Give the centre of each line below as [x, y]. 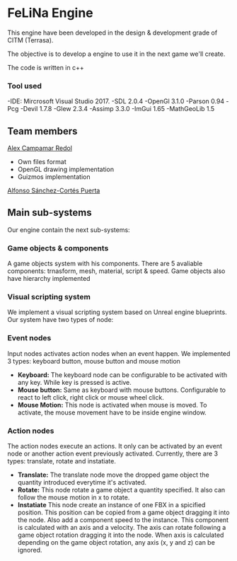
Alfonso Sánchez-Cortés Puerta [54, 191]
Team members [42, 131]
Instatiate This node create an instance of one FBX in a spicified [111, 505]
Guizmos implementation [54, 177]
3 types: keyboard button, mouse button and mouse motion [94, 361]
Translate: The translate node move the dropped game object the [114, 475]
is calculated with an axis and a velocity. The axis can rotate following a [122, 528]
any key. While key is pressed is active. [75, 382]
